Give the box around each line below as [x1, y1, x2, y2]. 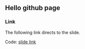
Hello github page [5, 4, 60, 12]
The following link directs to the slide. [5, 29, 81, 35]
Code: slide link [5, 39, 36, 45]
